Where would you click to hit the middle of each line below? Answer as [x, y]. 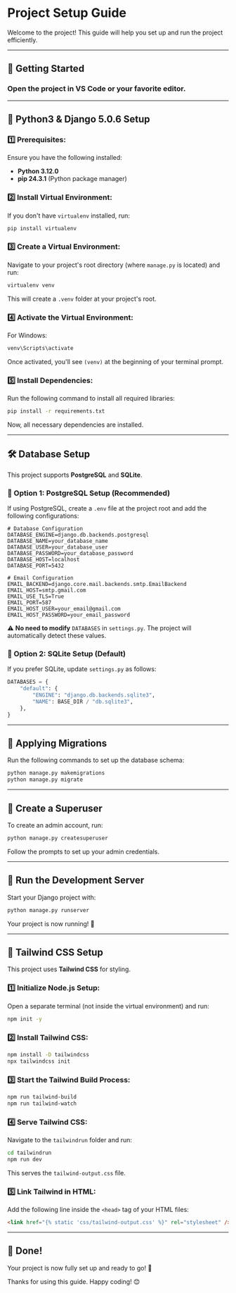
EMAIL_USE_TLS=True [36, 596]
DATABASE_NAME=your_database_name [58, 541]
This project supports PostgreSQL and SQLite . [75, 475]
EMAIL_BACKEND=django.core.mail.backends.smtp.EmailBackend [97, 585]
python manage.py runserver [48, 910]
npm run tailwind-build [42, 1097]
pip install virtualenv [42, 228]
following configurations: [43, 516]
